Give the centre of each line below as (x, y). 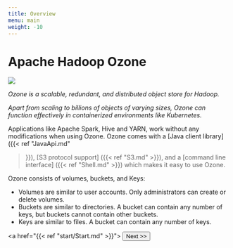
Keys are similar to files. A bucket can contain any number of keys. (115, 222)
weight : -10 (25, 27)
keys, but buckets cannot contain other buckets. (88, 214)
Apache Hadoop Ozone (77, 61)
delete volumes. (42, 200)
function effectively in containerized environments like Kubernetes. (105, 115)
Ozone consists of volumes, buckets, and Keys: (77, 178)
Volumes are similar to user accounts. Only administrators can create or (122, 192)
